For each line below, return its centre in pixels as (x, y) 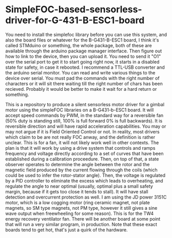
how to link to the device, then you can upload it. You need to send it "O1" (83, 56)
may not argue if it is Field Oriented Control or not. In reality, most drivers (83, 131)
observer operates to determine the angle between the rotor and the (78, 164)
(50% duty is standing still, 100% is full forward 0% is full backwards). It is (84, 121)
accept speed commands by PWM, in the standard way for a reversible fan (84, 115)
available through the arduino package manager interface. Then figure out (84, 51)
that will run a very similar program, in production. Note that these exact (81, 224)
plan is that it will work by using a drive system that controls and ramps (80, 148)
